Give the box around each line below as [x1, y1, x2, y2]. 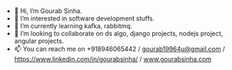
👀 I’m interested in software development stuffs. [14, 14, 155, 23]
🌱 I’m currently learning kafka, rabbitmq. [14, 22, 133, 30]
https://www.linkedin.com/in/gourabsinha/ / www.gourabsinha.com [14, 55, 212, 63]
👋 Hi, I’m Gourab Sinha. [14, 7, 83, 15]
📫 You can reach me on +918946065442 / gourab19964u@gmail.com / [14, 45, 226, 53]
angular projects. [14, 37, 64, 45]
